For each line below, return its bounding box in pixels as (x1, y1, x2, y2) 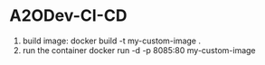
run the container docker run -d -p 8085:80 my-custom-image (22, 44, 256, 55)
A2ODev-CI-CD (9, 5, 128, 26)
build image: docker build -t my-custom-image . (22, 35, 202, 46)
